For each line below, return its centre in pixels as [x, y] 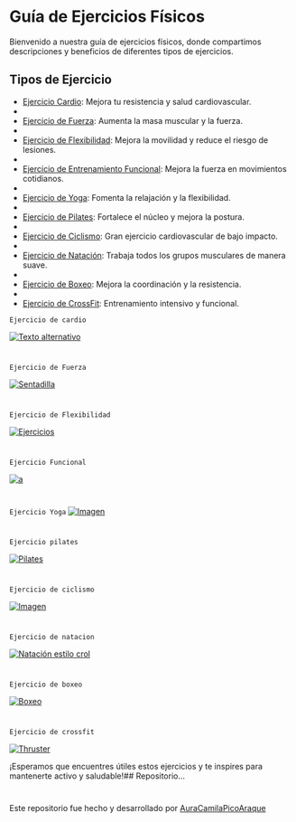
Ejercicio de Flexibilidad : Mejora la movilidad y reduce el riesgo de [145, 140]
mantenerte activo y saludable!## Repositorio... [97, 776]
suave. [35, 265]
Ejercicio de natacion [52, 638]
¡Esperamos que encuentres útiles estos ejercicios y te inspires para [136, 767]
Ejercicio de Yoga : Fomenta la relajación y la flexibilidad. [127, 197]
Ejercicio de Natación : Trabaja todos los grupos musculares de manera [154, 255]
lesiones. [39, 149]
